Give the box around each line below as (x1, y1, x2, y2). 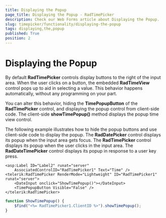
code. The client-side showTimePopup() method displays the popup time (5, 111, 159, 117)
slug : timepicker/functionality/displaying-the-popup (5, 21, 121, 27)
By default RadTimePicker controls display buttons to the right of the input (5, 74, 161, 80)
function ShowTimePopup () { (5, 198, 65, 203)
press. (5, 153, 19, 159)
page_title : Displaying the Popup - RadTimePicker (5, 12, 114, 17)
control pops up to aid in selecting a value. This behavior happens (5, 85, 143, 91)
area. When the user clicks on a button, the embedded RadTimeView (5, 80, 150, 86)
